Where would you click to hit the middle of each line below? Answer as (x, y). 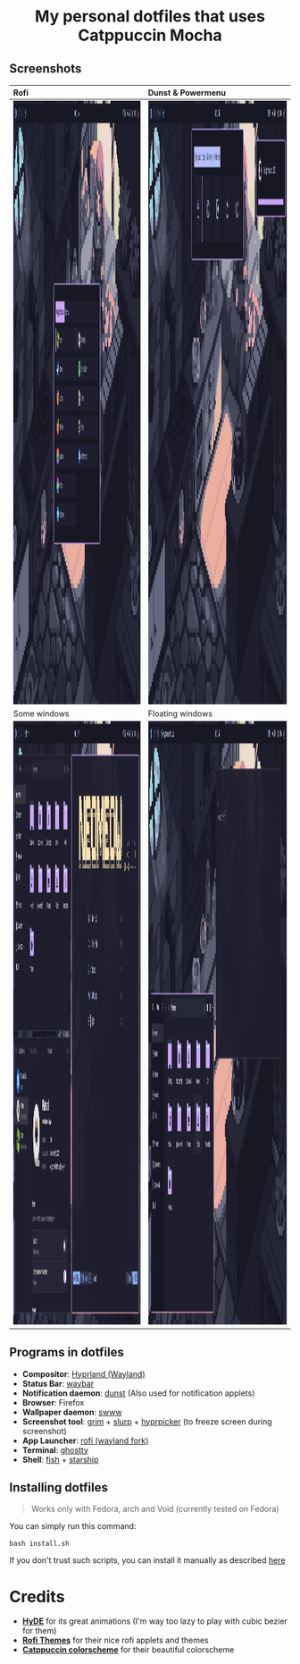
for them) (39, 1631)
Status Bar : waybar (58, 1383)
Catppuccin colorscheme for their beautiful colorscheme (128, 1650)
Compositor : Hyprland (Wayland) (83, 1373)
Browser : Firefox (53, 1402)
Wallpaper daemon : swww (72, 1412)
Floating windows (180, 714)
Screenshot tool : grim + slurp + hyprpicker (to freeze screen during (147, 1421)
